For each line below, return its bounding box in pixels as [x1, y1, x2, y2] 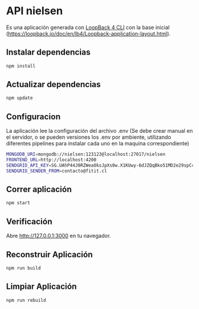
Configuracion [6, 112, 61, 122]
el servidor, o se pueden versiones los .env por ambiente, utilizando [6, 133, 172, 141]
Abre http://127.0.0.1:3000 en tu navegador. [6, 232, 111, 240]
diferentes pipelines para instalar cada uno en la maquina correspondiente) [6, 140, 190, 147]
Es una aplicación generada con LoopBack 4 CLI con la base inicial [6, 24, 170, 31]
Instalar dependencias [6, 47, 91, 58]
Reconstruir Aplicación [6, 249, 93, 259]
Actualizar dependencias [6, 79, 101, 90]
